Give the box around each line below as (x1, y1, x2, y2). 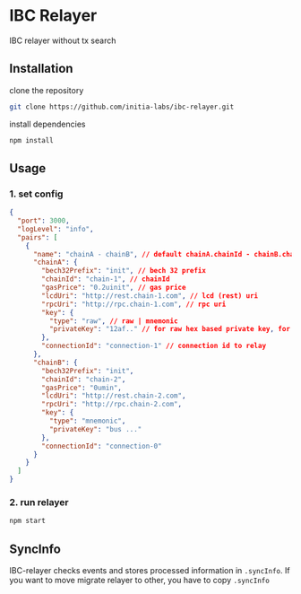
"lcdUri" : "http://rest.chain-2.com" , (41, 391, 186, 400)
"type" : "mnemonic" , (48, 416, 126, 426)
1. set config (9, 188, 64, 200)
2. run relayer (9, 495, 69, 508)
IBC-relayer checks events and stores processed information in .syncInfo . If (9, 565, 290, 576)
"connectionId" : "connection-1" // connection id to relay (41, 342, 267, 351)
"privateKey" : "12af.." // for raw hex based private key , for (48, 325, 291, 334)
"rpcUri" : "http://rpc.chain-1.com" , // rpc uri (41, 300, 227, 309)
